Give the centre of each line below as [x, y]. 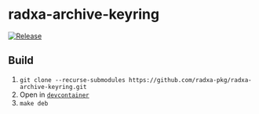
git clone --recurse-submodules [72, 80]
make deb [34, 103]
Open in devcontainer [54, 94]
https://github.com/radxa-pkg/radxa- [190, 80]
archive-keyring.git [53, 87]
